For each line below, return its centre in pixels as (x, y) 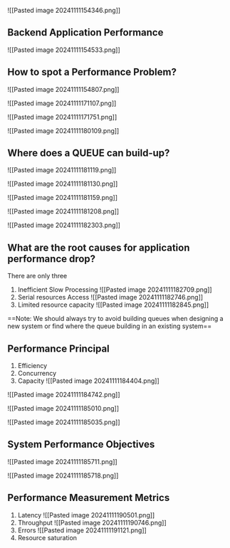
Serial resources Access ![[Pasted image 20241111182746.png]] (110, 297)
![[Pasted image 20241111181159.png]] (63, 198)
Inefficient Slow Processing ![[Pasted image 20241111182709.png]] (115, 290)
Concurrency (37, 374)
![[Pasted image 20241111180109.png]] (63, 130)
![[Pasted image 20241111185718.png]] (63, 475)
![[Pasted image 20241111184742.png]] (64, 395)
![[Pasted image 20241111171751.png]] (62, 117)
